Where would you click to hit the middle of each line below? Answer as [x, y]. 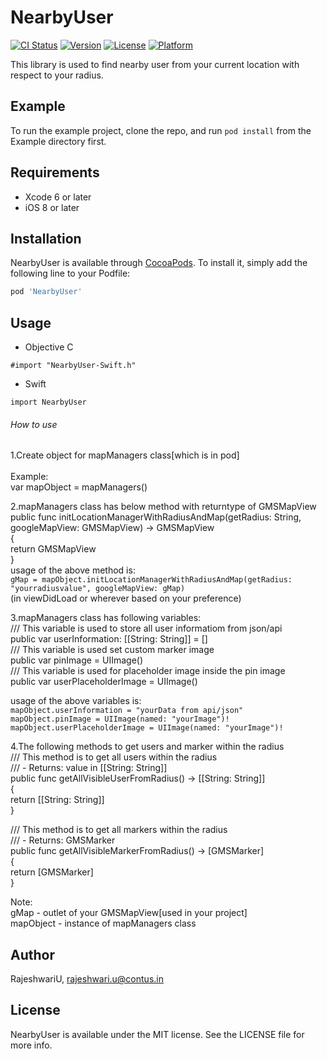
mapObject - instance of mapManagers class [103, 923]
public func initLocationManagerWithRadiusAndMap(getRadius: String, [156, 517]
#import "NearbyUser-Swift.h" [73, 366]
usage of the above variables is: [76, 701]
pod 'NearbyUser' [46, 292]
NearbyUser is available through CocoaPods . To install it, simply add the [159, 263]
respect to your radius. [57, 75]
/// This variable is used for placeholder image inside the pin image [148, 671]
